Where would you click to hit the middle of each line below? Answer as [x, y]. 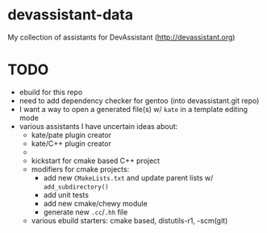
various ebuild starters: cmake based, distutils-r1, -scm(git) [129, 220]
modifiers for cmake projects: [80, 169]
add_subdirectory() [76, 187]
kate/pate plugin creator [71, 135]
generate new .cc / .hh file [86, 212]
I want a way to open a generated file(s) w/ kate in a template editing [133, 109]
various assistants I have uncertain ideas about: [98, 126]
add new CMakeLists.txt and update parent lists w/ [128, 177]
